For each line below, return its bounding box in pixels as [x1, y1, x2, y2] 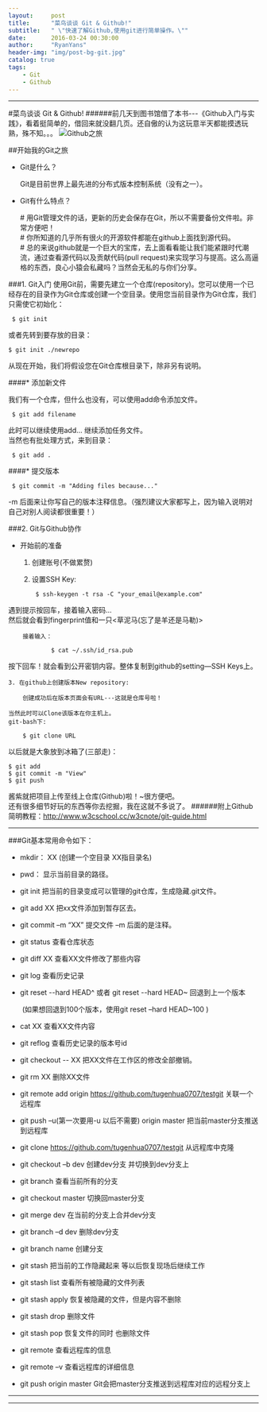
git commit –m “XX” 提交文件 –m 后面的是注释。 [19, 919, 176, 930]
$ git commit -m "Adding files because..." [11, 482, 158, 489]
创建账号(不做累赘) [31, 557, 93, 567]
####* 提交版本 [8, 466, 60, 475]
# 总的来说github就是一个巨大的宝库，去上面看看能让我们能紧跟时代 [19, 242, 242, 252]
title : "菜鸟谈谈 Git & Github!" [8, 19, 133, 27]
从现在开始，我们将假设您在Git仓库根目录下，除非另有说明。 [8, 361, 206, 370]
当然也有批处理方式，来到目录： [8, 435, 113, 445]
